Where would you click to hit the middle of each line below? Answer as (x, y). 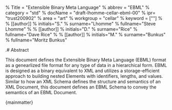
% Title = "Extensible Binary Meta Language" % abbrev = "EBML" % (78, 7)
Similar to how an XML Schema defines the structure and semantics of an (83, 82)
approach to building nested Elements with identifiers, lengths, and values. (84, 76)
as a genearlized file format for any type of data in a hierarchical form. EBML (86, 65)
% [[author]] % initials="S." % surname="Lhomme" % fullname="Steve (81, 24)
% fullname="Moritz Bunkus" (36, 40)
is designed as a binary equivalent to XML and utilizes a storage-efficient (83, 71)
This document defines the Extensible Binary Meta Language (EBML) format (86, 60)
